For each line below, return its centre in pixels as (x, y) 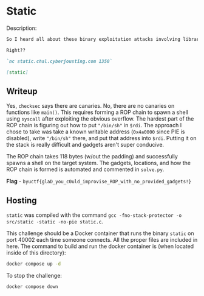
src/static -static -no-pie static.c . (55, 222)
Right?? (16, 50)
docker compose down (32, 287)
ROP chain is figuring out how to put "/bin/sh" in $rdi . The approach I (94, 125)
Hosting (22, 200)
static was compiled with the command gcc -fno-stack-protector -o (94, 215)
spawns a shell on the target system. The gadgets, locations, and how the (99, 163)
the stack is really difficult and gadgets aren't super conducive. (85, 145)
